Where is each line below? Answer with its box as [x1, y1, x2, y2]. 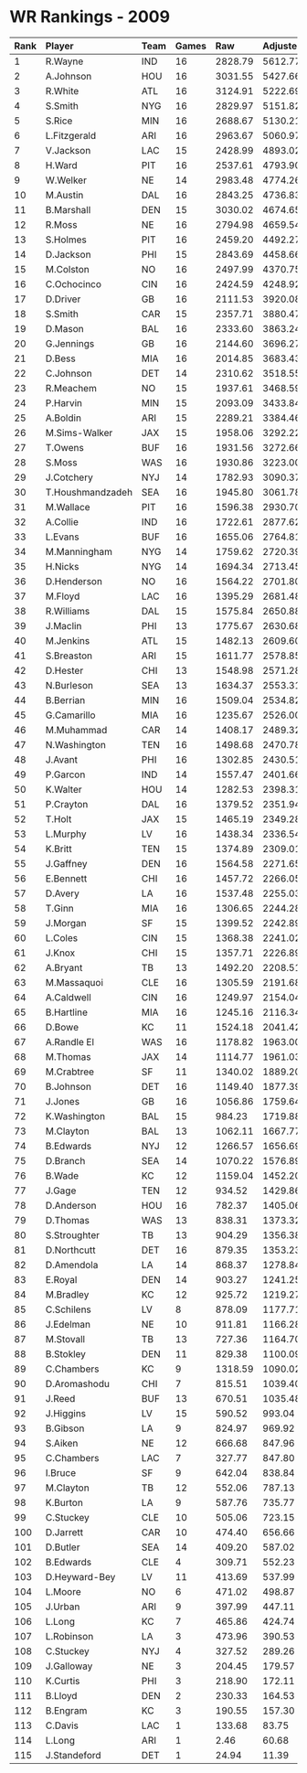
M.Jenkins [45, 634, 90, 646]
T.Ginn [45, 902, 75, 914]
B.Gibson [45, 1422, 85, 1435]
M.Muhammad [45, 723, 108, 736]
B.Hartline [45, 1006, 89, 1019]
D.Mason [45, 322, 84, 335]
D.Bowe [45, 1020, 79, 1033]
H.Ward [45, 158, 78, 171]
